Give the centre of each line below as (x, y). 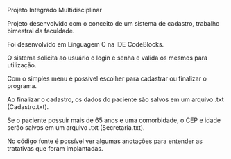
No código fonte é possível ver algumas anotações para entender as (105, 141)
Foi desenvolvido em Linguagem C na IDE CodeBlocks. (86, 44)
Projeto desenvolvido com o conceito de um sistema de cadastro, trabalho (113, 23)
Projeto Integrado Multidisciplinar (54, 10)
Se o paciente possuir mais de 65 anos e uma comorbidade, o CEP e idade (114, 120)
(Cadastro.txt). (28, 107)
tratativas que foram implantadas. (55, 148)
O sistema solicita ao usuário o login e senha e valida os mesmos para (108, 58)
